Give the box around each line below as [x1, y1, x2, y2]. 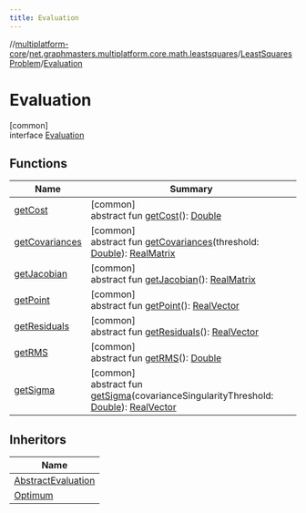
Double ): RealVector [90, 401, 177, 414]
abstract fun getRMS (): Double [90, 352, 222, 364]
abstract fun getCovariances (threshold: [90, 236, 260, 249]
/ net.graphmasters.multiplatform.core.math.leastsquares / [25, 47, 241, 59]
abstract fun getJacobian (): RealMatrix [90, 273, 257, 286]
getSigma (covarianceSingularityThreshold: [90, 389, 274, 402]
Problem [9, 57, 41, 68]
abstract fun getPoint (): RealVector [90, 300, 240, 313]
